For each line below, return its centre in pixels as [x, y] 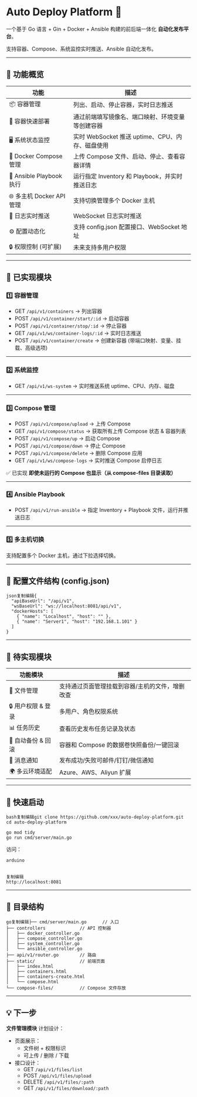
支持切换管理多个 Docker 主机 [114, 200]
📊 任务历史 [25, 728]
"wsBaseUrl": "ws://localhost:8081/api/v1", [67, 606]
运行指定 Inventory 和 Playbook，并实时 [128, 176]
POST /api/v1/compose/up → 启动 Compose [67, 438]
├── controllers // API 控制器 [59, 928]
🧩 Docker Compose [36, 156]
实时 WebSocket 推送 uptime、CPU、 [125, 136]
